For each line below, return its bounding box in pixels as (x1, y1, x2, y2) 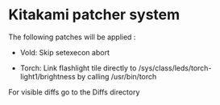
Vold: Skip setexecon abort (19, 47, 110, 57)
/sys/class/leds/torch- (138, 63, 212, 73)
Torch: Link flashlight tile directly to (19, 63, 137, 73)
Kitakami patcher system (8, 6, 181, 24)
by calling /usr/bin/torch (77, 71, 157, 81)
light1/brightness (19, 71, 76, 81)
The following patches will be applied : (8, 32, 136, 42)
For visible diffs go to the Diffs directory (8, 87, 140, 97)
